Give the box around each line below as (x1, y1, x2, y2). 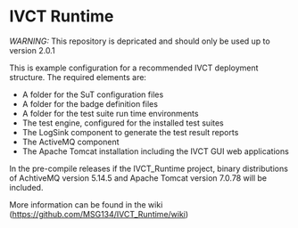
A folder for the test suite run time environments (21, 108, 199, 118)
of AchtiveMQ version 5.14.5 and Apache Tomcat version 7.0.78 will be (9, 172, 268, 183)
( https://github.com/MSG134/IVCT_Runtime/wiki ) (9, 208, 189, 219)
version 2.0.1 (9, 45, 55, 55)
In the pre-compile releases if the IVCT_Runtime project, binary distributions (9, 163, 288, 174)
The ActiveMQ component (21, 136, 120, 147)
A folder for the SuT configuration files (21, 89, 164, 100)
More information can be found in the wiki (9, 199, 163, 210)
